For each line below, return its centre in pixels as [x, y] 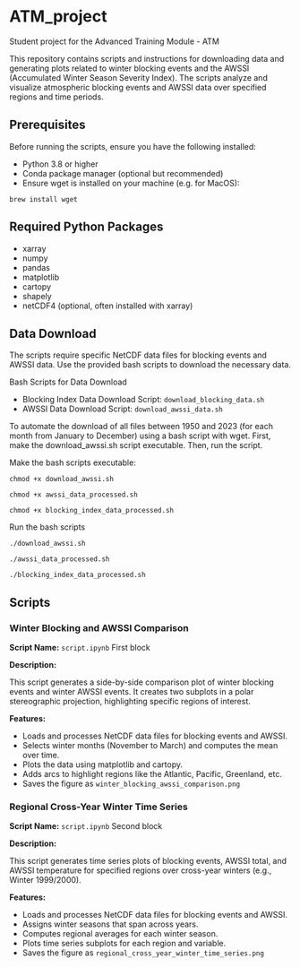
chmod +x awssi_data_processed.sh [74, 495]
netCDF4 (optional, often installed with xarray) [107, 306]
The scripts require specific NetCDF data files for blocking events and [138, 355]
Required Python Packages [86, 227]
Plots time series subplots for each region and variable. [124, 944]
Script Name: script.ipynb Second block [86, 826]
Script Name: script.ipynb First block [80, 648]
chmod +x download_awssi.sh [62, 479]
